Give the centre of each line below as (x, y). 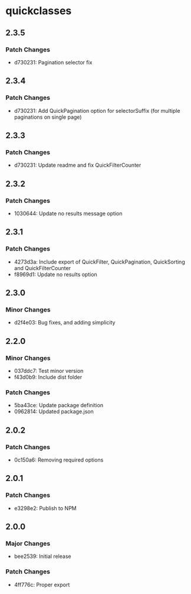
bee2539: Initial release (42, 556)
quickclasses (39, 11)
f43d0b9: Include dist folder (48, 377)
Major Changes (28, 543)
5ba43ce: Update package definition (59, 405)
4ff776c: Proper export (42, 585)
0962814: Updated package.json (54, 411)
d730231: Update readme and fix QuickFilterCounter (78, 165)
